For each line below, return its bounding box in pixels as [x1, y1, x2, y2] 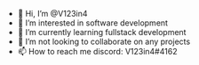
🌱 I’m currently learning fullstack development [17, 27, 187, 37]
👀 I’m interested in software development [17, 18, 169, 28]
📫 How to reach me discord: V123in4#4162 [17, 47, 178, 56]
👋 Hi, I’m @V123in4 [17, 9, 88, 18]
